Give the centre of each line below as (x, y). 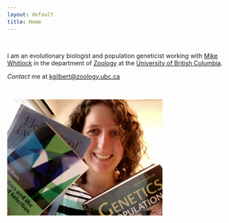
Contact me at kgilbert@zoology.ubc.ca (64, 76)
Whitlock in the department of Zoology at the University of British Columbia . (115, 63)
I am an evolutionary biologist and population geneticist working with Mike (113, 56)
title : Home (24, 22)
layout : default (30, 14)
